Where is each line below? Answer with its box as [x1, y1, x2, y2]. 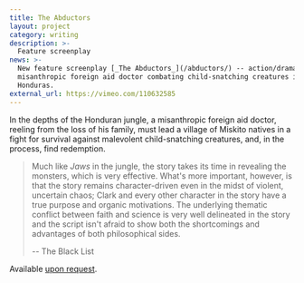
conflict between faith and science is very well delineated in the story [31, 209, 291, 220]
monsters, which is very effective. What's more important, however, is [31, 170, 292, 181]
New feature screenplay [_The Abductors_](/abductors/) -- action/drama [17, 64, 298, 73]
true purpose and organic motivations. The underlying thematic [31, 199, 269, 210]
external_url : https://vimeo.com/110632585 [9, 89, 176, 98]
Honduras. [17, 81, 54, 90]
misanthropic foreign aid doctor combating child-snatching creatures [17, 73, 290, 82]
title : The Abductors [9, 13, 91, 23]
